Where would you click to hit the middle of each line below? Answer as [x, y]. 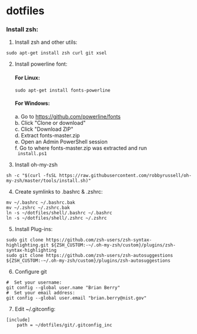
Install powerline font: [41, 64]
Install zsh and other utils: [46, 42]
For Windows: [32, 103]
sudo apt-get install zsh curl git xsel [57, 53]
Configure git [31, 271]
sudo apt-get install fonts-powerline [62, 90]
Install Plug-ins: [34, 229]
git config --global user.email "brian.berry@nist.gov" [76, 298]
